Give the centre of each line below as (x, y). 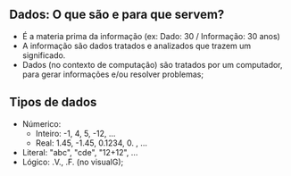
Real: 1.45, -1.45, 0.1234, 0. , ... (91, 143)
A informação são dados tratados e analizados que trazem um (137, 46)
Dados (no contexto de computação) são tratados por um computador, (152, 64)
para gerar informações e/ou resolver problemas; (112, 74)
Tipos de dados (53, 102)
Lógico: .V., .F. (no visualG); (73, 162)
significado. (44, 55)
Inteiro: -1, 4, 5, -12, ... (75, 133)
